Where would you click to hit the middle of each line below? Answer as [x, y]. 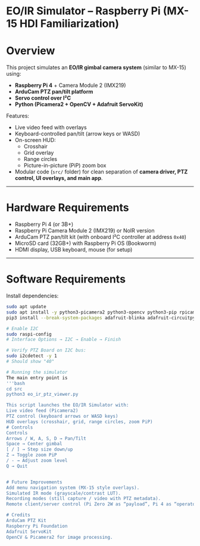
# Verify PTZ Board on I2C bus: [46, 350]
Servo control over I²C [43, 98]
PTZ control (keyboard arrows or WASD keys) [62, 416]
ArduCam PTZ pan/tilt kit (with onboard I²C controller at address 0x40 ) [100, 237]
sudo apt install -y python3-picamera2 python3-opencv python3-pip [92, 312]
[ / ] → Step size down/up [40, 449]
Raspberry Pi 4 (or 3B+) [44, 224]
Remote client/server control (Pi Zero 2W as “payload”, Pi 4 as [89, 504]
